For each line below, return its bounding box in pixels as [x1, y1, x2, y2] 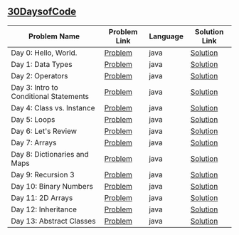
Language [149, 31, 184, 41]
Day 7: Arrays [11, 137, 57, 147]
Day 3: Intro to [11, 82, 58, 92]
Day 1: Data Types [11, 59, 73, 69]
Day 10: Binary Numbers [11, 181, 94, 191]
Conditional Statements [11, 91, 90, 101]
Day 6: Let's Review [11, 126, 77, 136]
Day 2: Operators [11, 70, 69, 80]
